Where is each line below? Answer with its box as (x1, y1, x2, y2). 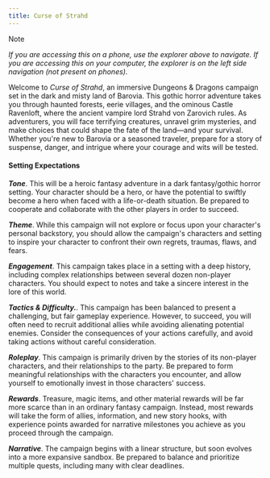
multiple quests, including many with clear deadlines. (8, 460, 185, 470)
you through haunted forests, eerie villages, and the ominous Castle (8, 99, 234, 109)
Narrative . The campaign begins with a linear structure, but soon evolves (8, 443, 252, 453)
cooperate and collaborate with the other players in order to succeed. (8, 204, 239, 214)
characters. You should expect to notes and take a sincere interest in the (8, 278, 249, 288)
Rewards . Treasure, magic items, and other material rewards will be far (8, 393, 244, 403)
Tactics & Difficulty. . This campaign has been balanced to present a (8, 302, 236, 312)
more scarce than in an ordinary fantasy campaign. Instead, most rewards (8, 402, 254, 412)
